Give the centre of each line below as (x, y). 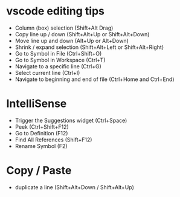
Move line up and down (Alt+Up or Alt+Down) (72, 40)
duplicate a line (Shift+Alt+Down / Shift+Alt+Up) (74, 187)
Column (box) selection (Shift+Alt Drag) (64, 28)
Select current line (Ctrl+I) (47, 73)
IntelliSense (37, 104)
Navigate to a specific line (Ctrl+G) (58, 66)
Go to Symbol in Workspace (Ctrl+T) (60, 60)
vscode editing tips (55, 11)
